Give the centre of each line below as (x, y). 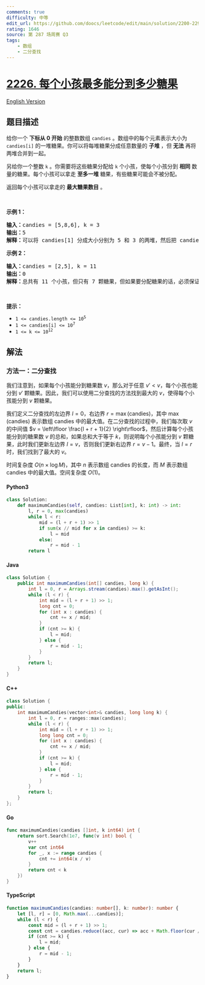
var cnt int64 (46, 847)
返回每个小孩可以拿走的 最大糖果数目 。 (56, 186)
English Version (26, 101)
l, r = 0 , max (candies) (58, 511)
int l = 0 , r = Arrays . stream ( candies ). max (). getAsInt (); (103, 589)
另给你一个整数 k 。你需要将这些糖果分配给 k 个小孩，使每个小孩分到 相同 (99, 166)
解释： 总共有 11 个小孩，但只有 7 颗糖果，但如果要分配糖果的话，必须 (98, 281)
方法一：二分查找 (31, 371)
